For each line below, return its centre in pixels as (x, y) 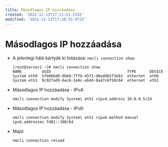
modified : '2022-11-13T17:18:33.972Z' (46, 19)
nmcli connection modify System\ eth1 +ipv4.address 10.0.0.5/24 (82, 99)
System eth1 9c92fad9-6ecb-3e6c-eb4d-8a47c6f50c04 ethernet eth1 (86, 81)
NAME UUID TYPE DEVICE (88, 72)
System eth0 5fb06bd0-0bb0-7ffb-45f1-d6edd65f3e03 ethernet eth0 (86, 76)
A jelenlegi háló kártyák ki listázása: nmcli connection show (73, 58)
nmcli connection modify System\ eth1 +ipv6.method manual (75, 118)
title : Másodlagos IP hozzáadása (40, 10)
